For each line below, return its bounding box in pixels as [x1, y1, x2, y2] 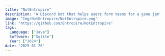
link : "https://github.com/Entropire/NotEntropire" [5, 20, 113, 26]
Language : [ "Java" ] [9, 30, 50, 35]
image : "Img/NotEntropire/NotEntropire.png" [5, 16, 98, 21]
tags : [5, 25, 16, 30]
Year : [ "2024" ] [9, 39, 41, 44]
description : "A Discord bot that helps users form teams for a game [5, 12, 151, 17]
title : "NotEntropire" [5, 7, 52, 12]
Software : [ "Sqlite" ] [9, 35, 54, 39]
